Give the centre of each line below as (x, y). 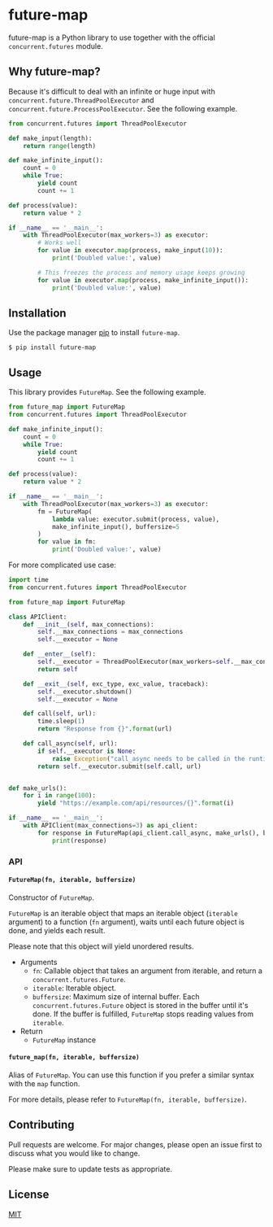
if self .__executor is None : (87, 751)
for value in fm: (67, 542)
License (29, 1195)
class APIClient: (38, 617)
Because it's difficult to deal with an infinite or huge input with (112, 91)
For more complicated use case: (62, 565)
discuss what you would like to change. (74, 1153)
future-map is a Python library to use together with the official (112, 37)
